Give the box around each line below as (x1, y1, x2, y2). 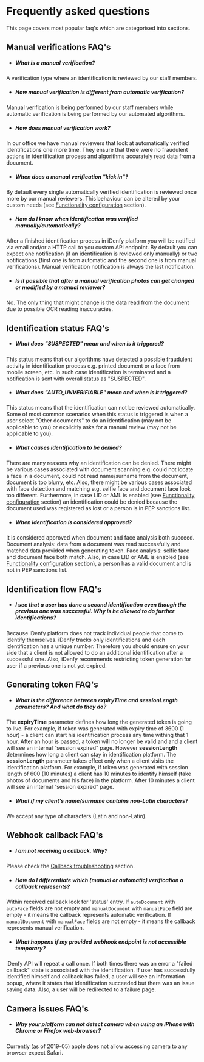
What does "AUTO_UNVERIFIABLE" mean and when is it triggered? (15, 389, 188, 396)
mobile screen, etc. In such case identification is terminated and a (6, 368, 171, 376)
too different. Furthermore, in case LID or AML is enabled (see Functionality (6, 492, 195, 499)
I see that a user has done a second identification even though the (15, 601, 186, 608)
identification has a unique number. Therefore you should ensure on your (6, 642, 189, 650)
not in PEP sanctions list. (6, 566, 68, 574)
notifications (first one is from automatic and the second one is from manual (6, 257, 196, 264)
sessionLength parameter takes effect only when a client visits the (6, 757, 174, 764)
